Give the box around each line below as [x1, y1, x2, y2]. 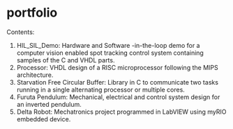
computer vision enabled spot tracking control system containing [16, 49, 204, 57]
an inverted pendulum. [16, 100, 82, 108]
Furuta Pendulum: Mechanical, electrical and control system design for [16, 92, 220, 101]
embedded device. [16, 114, 71, 123]
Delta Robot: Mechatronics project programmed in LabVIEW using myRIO [16, 108, 227, 116]
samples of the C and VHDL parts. [16, 55, 115, 64]
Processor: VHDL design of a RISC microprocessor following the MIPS [16, 63, 218, 71]
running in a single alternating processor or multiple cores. [16, 85, 186, 94]
